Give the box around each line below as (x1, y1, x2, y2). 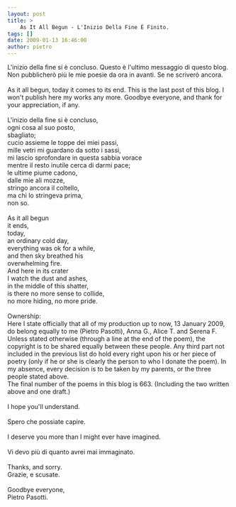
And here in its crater (7, 267, 69, 275)
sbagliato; (7, 131, 37, 139)
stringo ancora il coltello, (7, 184, 80, 192)
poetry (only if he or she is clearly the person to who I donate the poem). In (7, 357, 227, 366)
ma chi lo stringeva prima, (7, 191, 84, 200)
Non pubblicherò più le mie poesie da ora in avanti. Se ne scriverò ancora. (7, 70, 223, 79)
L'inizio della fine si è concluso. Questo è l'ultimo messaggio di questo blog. (7, 63, 228, 71)
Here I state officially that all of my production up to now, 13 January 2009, (7, 320, 225, 327)
